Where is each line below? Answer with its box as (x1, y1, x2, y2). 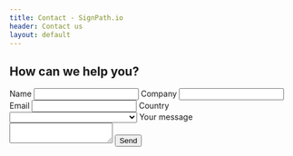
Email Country (9, 101, 170, 112)
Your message (139, 112, 193, 122)
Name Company (9, 88, 178, 100)
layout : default (9, 30, 71, 39)
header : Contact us (9, 22, 83, 31)
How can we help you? (9, 63, 140, 79)
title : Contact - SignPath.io (9, 13, 124, 23)
